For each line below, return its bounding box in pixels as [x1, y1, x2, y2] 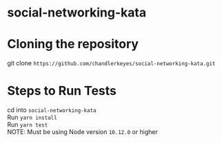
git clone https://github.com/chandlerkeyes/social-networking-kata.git [7, 59, 216, 67]
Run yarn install [7, 113, 57, 122]
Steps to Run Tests [7, 83, 117, 99]
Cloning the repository [7, 36, 139, 52]
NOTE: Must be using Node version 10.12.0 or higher [7, 128, 159, 136]
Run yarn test [7, 120, 48, 129]
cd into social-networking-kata [7, 106, 97, 114]
